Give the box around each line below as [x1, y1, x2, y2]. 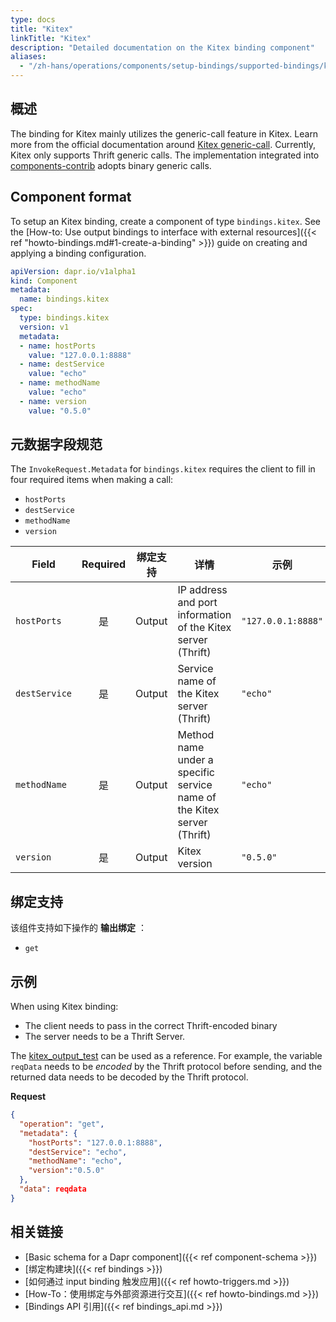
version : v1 [19, 322, 70, 332]
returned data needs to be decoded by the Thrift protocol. [10, 1071, 249, 1083]
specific [177, 766, 215, 780]
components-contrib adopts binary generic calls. [10, 159, 212, 171]
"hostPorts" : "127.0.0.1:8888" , [28, 1137, 163, 1148]
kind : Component [10, 276, 78, 286]
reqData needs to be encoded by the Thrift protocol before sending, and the [10, 1061, 323, 1073]
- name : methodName [19, 378, 101, 388]
